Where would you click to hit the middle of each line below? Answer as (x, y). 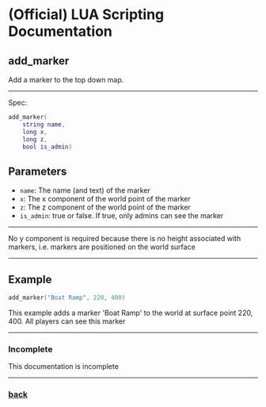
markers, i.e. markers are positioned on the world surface (102, 247)
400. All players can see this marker (67, 321)
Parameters (38, 171)
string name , (44, 125)
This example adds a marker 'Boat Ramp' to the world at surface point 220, (131, 313)
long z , (35, 139)
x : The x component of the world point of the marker (105, 199)
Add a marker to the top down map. (66, 80)
